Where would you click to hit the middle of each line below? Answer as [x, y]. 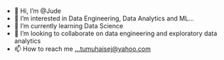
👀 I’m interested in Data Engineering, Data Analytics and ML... [104, 18]
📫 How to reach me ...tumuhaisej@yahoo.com [82, 49]
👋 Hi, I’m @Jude [38, 11]
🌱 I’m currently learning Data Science [69, 26]
